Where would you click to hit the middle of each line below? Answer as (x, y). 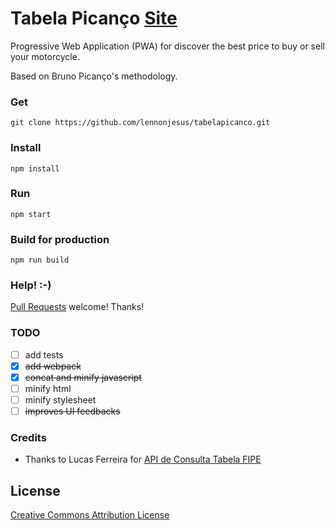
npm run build (40, 260)
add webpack (53, 366)
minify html (48, 388)
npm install (35, 168)
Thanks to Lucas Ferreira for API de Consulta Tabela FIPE (143, 459)
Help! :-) (31, 285)
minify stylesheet (60, 399)
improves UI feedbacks (72, 411)
